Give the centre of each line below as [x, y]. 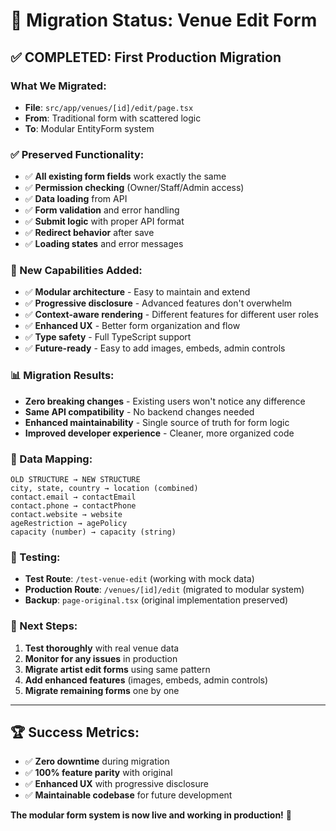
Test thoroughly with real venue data [102, 648]
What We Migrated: [58, 86]
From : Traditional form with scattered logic [113, 118]
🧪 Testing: [35, 557]
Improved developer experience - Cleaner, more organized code [159, 433]
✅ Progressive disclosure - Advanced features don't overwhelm [158, 303]
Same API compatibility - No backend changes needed [139, 411]
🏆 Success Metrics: [75, 732]
